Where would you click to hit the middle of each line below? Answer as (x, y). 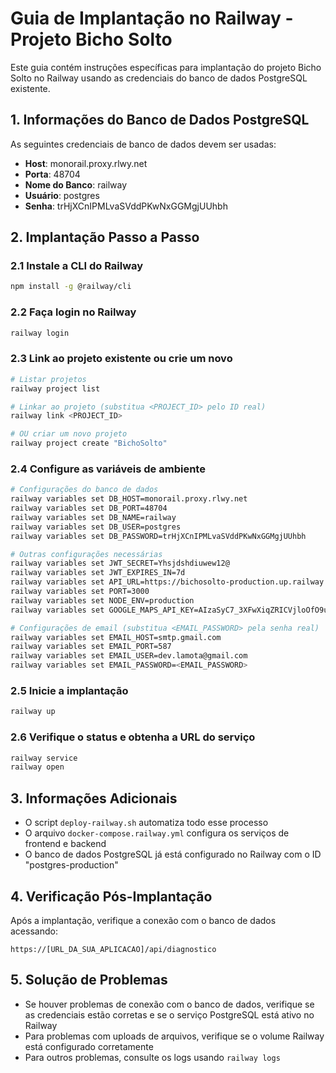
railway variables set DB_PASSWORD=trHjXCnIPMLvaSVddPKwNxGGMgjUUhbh (158, 536)
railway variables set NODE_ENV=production (102, 600)
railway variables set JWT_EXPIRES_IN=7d (98, 573)
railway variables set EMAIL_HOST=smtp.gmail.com (116, 637)
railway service (44, 758)
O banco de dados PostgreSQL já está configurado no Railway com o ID (173, 854)
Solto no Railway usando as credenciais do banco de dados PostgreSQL (159, 78)
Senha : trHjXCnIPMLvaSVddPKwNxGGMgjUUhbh (126, 206)
